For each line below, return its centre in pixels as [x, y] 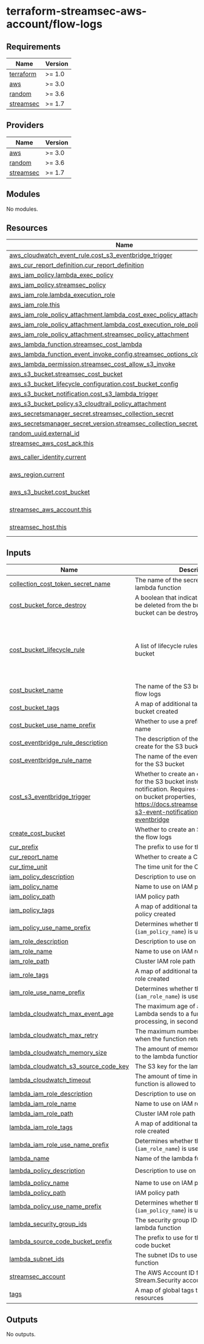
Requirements [33, 47]
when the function [161, 1039]
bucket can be [155, 613]
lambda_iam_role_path [42, 1114]
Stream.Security [158, 1281]
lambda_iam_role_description [51, 1094]
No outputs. [21, 1334]
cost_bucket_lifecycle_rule [47, 649]
